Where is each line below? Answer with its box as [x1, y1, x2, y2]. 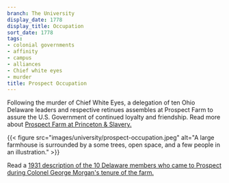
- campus [7, 55, 32, 61]
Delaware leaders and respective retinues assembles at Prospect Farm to [7, 106, 213, 114]
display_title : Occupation [7, 23, 84, 29]
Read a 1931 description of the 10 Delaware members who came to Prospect [7, 161, 222, 169]
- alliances [7, 61, 41, 68]
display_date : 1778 [7, 16, 63, 23]
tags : [7, 36, 23, 42]
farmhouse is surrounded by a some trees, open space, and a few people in [7, 141, 221, 149]
